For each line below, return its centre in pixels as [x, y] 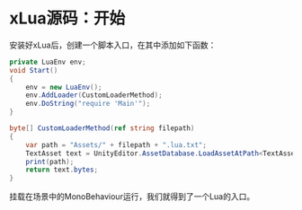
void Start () [34, 70]
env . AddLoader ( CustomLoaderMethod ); [94, 95]
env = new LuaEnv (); [64, 87]
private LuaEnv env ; [48, 62]
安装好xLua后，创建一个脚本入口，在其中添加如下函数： [113, 45]
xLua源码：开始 [67, 18]
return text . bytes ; [62, 170]
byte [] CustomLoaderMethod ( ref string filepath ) [102, 128]
